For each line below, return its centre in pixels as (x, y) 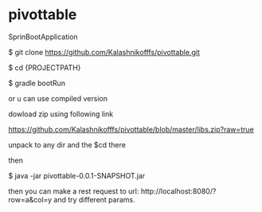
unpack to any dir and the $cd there (67, 144)
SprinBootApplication (43, 37)
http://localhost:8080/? (178, 191)
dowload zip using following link (61, 114)
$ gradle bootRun (37, 83)
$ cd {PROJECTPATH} (45, 67)
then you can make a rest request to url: (74, 191)
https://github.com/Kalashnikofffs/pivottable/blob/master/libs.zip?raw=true (131, 129)
